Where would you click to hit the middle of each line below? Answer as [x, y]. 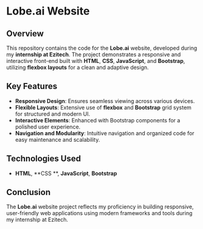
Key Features [32, 86]
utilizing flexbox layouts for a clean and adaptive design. [77, 67]
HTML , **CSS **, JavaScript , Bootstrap [66, 173]
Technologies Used [43, 159]
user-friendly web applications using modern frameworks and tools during [99, 213]
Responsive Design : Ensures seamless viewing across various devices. [105, 101]
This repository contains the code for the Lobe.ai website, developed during [102, 48]
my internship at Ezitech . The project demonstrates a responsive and [94, 55]
